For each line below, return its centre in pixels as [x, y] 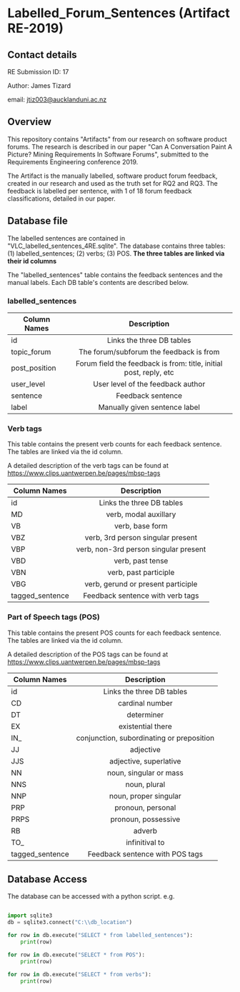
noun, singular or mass [145, 773]
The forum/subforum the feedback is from [149, 351]
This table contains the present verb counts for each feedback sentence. [115, 444]
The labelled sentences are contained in [66, 238]
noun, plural [145, 784]
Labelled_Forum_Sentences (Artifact [119, 13]
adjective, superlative [145, 761]
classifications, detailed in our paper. [61, 199]
